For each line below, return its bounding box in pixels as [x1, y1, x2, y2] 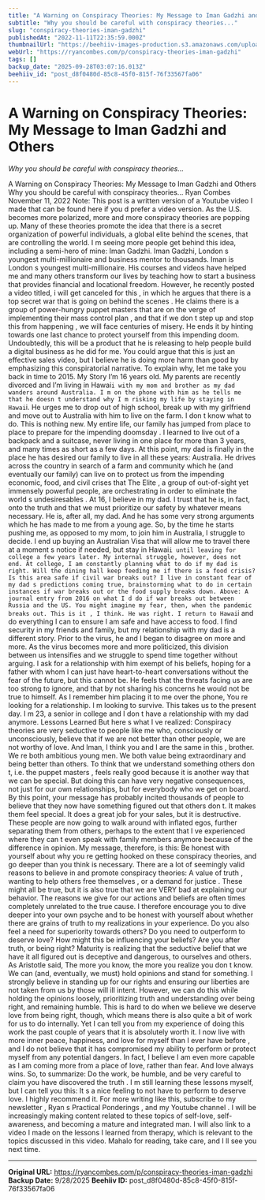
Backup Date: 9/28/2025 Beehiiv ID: [8, 1176, 128, 1185]
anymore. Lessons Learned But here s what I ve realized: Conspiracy [8, 717, 232, 726]
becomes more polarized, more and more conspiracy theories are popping [8, 212, 250, 222]
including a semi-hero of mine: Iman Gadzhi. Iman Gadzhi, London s [8, 246, 229, 255]
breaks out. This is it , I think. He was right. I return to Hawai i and [8, 608, 254, 617]
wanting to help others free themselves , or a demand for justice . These [8, 876, 243, 885]
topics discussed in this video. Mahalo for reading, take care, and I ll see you [8, 1136, 257, 1146]
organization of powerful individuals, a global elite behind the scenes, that [8, 229, 248, 239]
